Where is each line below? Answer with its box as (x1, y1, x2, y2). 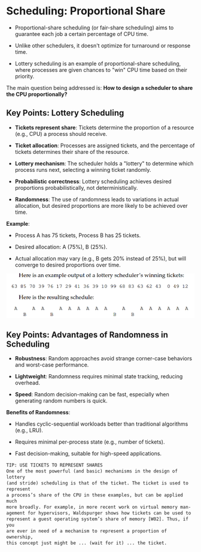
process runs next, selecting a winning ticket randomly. (14, 166, 151, 173)
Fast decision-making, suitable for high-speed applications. (14, 450, 162, 457)
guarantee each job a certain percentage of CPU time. (14, 30, 148, 37)
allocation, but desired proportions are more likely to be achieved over (14, 202, 188, 209)
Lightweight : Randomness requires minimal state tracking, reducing (14, 373, 183, 380)
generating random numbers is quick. (14, 397, 108, 405)
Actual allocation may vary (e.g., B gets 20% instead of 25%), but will (14, 254, 187, 262)
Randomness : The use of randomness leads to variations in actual (14, 196, 179, 203)
